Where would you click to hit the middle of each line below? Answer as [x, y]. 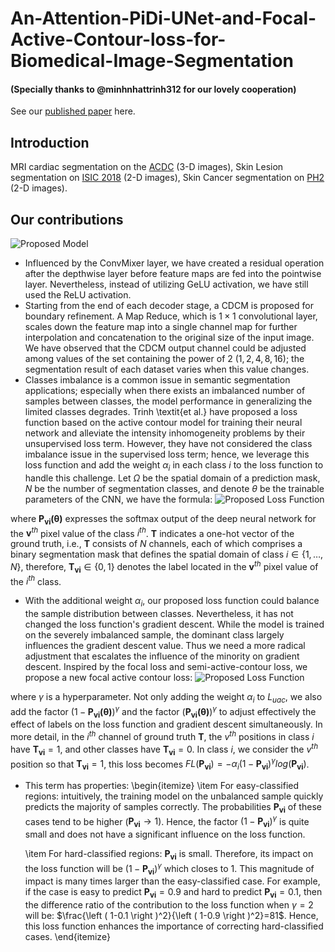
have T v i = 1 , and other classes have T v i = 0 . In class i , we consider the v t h [164, 749]
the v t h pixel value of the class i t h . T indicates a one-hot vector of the [152, 532]
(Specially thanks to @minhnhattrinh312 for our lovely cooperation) [153, 89]
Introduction [50, 142]
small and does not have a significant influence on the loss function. [165, 834]
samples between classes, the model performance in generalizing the [168, 401]
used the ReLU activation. [78, 295]
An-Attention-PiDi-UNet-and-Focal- [163, 18]
